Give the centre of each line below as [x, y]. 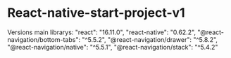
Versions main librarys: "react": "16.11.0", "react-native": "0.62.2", [101, 32]
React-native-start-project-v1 [96, 13]
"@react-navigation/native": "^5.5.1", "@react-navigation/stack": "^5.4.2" [113, 47]
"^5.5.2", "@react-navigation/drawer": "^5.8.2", [150, 39]
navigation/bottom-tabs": [44, 39]
